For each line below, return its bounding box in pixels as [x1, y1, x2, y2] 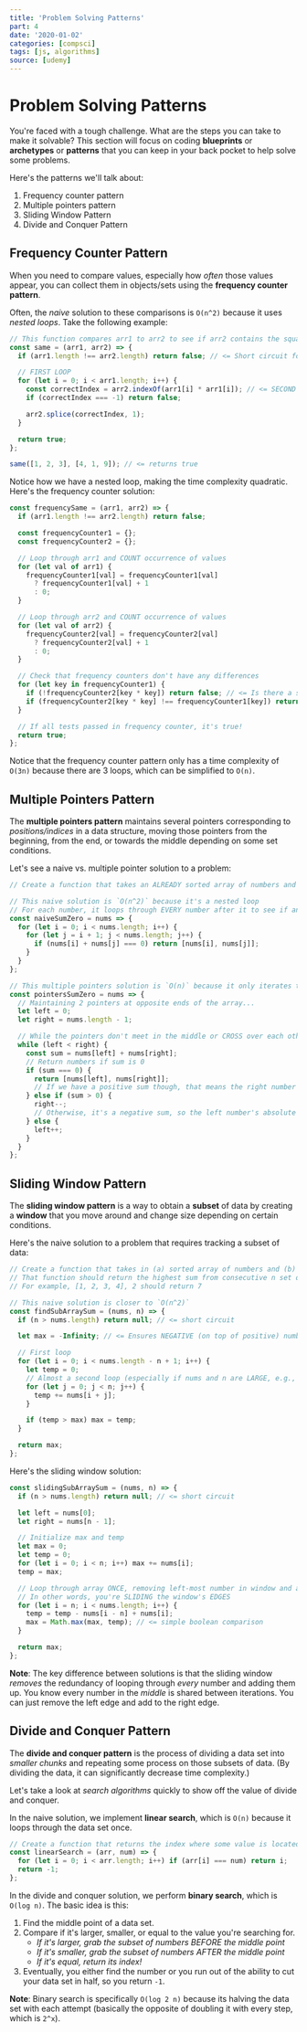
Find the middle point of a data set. [22, 1917, 154, 1928]
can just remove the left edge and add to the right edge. [9, 1697, 220, 1708]
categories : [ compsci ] [9, 38, 96, 48]
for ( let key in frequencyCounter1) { [17, 680, 166, 690]
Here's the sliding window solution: [9, 1466, 142, 1476]
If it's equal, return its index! [36, 1956, 143, 1967]
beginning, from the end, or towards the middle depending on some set [9, 835, 279, 846]
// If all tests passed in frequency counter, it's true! [17, 722, 244, 731]
